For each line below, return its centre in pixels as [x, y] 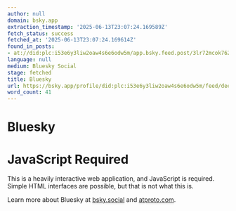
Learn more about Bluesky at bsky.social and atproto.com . [92, 200]
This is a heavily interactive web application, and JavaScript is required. [111, 179]
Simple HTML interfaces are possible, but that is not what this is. [100, 186]
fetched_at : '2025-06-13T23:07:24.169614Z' [72, 40]
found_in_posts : [31, 46]
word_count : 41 [29, 92]
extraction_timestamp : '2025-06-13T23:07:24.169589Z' [88, 27]
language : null [29, 60]
